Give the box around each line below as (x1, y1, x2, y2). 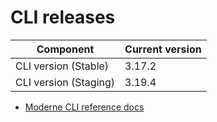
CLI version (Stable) (15, 59, 110, 73)
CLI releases (10, 6, 116, 29)
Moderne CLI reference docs (24, 101, 145, 113)
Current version (124, 42, 202, 56)
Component (36, 42, 95, 56)
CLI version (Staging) (15, 75, 116, 89)
